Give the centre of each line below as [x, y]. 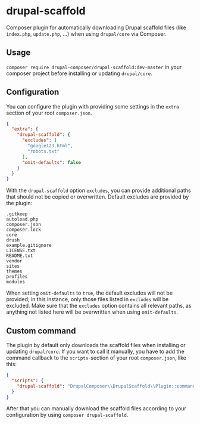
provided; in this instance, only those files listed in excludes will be [87, 299]
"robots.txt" [44, 151]
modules [16, 282]
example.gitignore [29, 246]
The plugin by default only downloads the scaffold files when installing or [96, 345]
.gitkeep [17, 214]
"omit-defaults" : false [51, 162]
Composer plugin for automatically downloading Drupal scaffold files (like [96, 27]
